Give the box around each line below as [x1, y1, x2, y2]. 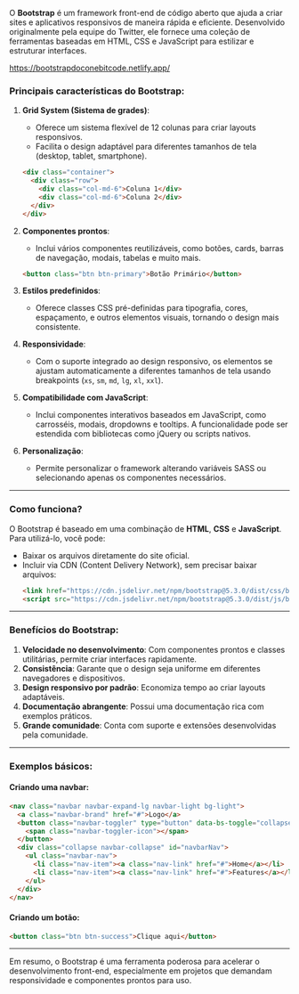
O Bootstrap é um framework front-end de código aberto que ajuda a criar [9, 8, 283, 18]
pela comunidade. [21, 729, 89, 740]
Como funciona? [9, 503, 83, 516]
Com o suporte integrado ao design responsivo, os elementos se [35, 356, 273, 367]
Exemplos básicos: [9, 760, 93, 772]
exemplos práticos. [21, 710, 93, 721]
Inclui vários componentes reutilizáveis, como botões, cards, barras [35, 242, 285, 253]
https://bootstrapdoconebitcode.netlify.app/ [9, 62, 171, 73]
